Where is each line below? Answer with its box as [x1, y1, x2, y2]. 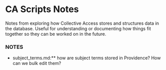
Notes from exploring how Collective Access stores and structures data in [5, 20, 159, 26]
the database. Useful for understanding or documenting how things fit [5, 25, 151, 31]
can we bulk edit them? [12, 60, 62, 66]
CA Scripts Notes [5, 4, 79, 15]
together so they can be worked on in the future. [5, 31, 106, 37]
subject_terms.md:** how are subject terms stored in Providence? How [12, 55, 161, 61]
